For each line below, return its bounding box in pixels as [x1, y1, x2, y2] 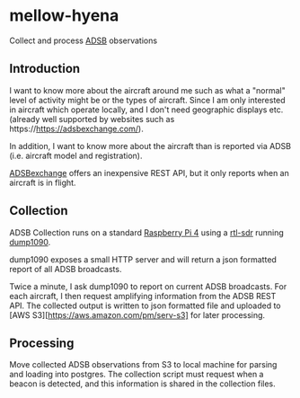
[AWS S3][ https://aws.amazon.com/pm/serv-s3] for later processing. [9, 309, 266, 320]
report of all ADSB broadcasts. [9, 263, 122, 274]
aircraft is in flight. [9, 177, 76, 188]
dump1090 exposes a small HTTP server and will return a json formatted [9, 253, 277, 265]
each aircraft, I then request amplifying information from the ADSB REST [9, 290, 277, 301]
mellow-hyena [9, 5, 119, 26]
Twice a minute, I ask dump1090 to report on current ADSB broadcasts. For [9, 280, 287, 292]
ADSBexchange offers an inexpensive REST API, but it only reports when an [9, 167, 289, 178]
